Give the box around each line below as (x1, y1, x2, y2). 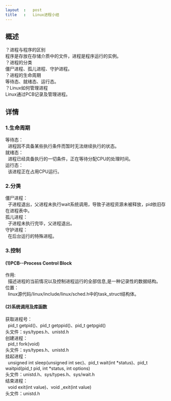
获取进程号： (5, 316, 32, 322)
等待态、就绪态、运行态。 (5, 78, 59, 84)
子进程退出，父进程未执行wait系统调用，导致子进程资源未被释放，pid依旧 (7, 202, 161, 208)
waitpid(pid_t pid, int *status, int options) (5, 365, 91, 371)
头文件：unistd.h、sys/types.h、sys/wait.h (5, 371, 95, 377)
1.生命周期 (5, 124, 31, 131)
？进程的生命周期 (5, 72, 41, 78)
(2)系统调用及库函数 (5, 304, 47, 310)
